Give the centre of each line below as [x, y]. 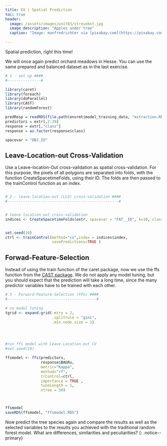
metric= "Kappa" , [57, 367]
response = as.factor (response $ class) [45, 131]
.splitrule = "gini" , [74, 317]
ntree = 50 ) [53, 390]
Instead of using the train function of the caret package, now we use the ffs [83, 270]
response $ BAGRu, [57, 362]
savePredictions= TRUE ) [76, 242]
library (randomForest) [29, 108]
